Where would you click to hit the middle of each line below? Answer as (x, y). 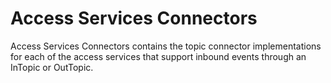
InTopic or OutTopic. (52, 67)
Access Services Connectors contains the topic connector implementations (166, 46)
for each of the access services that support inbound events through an (158, 56)
